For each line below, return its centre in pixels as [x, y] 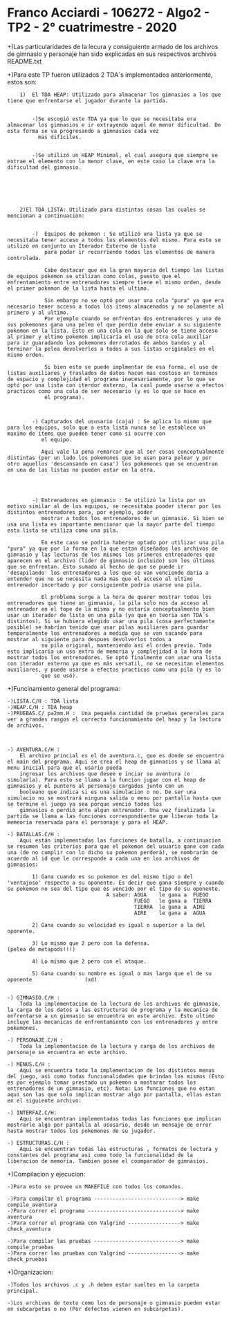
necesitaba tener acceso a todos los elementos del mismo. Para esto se [114, 240]
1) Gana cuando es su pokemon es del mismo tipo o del [113, 876]
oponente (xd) [52, 979]
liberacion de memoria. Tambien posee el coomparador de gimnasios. [108, 1161]
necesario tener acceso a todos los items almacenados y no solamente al [116, 306]
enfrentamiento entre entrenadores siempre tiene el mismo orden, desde [114, 282]
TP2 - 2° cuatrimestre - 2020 [92, 27]
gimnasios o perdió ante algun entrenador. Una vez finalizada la [117, 810]
